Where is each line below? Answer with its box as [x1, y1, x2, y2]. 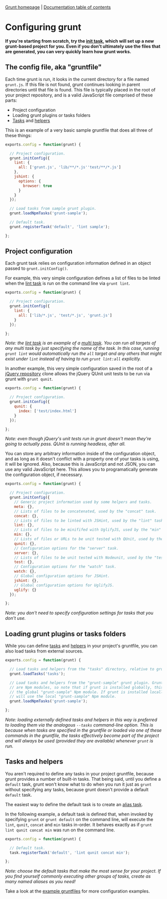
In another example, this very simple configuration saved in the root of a [5, 365, 153, 372]
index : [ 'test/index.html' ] [18, 409, 77, 413]
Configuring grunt [5, 22, 82, 33]
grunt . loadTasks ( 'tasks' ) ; [9, 671, 66, 676]
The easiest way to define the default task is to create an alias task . [5, 801, 143, 807]
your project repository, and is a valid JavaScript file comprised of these [5, 92, 153, 98]
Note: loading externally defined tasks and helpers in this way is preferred [5, 717, 158, 723]
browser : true [23, 183, 52, 188]
